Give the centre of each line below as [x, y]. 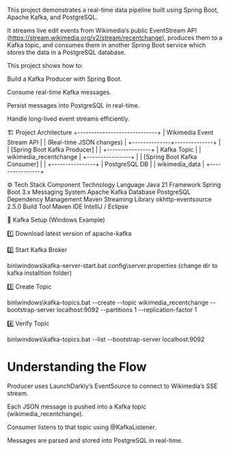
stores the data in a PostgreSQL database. [67, 52]
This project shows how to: [45, 65]
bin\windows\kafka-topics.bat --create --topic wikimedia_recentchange [108, 302]
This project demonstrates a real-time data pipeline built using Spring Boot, [113, 10]
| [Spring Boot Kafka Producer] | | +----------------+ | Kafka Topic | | [104, 149]
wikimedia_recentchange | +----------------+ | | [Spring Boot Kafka [102, 157]
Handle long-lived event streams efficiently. [68, 119]
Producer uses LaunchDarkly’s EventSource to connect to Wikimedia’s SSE [112, 386]
